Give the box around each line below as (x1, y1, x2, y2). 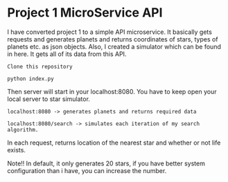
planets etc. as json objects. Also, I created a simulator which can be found (7, 42, 222, 51)
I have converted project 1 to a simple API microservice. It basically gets (7, 28, 213, 36)
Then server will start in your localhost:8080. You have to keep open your (7, 87, 217, 95)
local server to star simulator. (7, 95, 90, 103)
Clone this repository (7, 63, 73, 70)
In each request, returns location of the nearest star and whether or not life (7, 138, 221, 147)
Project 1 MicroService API (7, 5, 163, 21)
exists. (7, 145, 26, 154)
